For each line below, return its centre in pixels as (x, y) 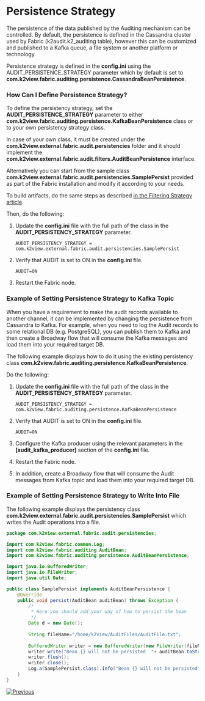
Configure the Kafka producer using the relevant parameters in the (99, 443)
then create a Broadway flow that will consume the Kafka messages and (97, 338)
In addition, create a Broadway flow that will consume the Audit (95, 473)
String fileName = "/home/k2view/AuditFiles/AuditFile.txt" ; (105, 634)
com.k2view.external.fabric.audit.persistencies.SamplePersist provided (100, 177)
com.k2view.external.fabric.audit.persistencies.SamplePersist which (96, 515)
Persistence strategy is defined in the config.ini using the (79, 66)
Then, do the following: (35, 214)
